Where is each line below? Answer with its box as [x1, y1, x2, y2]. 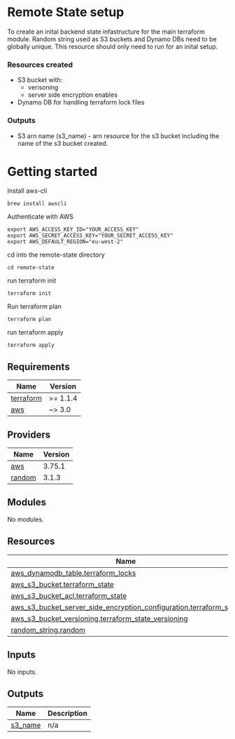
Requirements [7, 360, 70, 372]
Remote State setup [7, 4, 124, 20]
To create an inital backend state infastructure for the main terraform [7, 27, 205, 36]
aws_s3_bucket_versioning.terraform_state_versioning [10, 613, 188, 623]
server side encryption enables [27, 90, 117, 99]
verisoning [27, 83, 59, 92]
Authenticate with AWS [7, 212, 74, 221]
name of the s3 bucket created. [17, 139, 108, 147]
